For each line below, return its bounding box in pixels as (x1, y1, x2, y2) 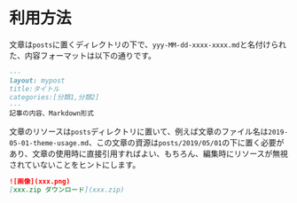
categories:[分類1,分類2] (9, 92, 100, 102)
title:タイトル (9, 84, 60, 93)
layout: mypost (9, 76, 66, 85)
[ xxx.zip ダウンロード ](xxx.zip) (9, 185, 125, 195)
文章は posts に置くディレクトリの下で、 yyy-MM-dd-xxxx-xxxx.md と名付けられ (9, 39, 286, 50)
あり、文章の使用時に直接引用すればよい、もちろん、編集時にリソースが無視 (9, 148, 288, 160)
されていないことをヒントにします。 (9, 160, 141, 170)
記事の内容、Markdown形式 (9, 109, 95, 118)
